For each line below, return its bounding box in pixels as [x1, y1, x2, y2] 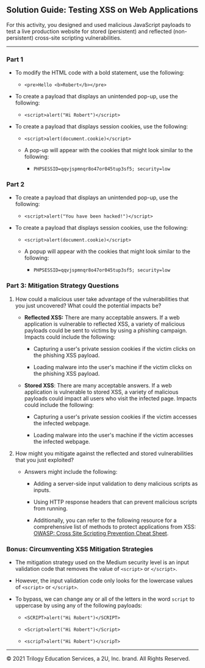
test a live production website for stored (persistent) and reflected [6, 28, 172, 35]
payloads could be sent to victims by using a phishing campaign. [24, 326, 187, 334]
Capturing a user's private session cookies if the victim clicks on [33, 345, 196, 352]
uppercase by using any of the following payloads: [15, 602, 142, 609]
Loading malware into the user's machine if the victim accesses [33, 431, 193, 439]
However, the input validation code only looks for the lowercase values [15, 577, 193, 584]
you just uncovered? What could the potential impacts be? [15, 302, 162, 309]
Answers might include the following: [24, 468, 118, 475]
